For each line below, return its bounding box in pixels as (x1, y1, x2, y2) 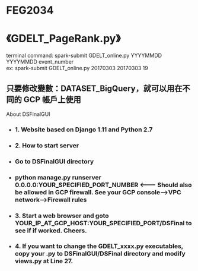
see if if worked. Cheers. (14, 226, 87, 235)
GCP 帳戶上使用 (23, 94, 81, 105)
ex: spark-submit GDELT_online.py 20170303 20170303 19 (6, 65, 148, 72)
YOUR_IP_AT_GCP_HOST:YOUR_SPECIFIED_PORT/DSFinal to (14, 219, 192, 227)
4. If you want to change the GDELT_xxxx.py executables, (14, 242, 184, 250)
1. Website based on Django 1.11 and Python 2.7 (14, 125, 153, 134)
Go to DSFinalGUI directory (14, 157, 94, 165)
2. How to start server (14, 141, 79, 149)
